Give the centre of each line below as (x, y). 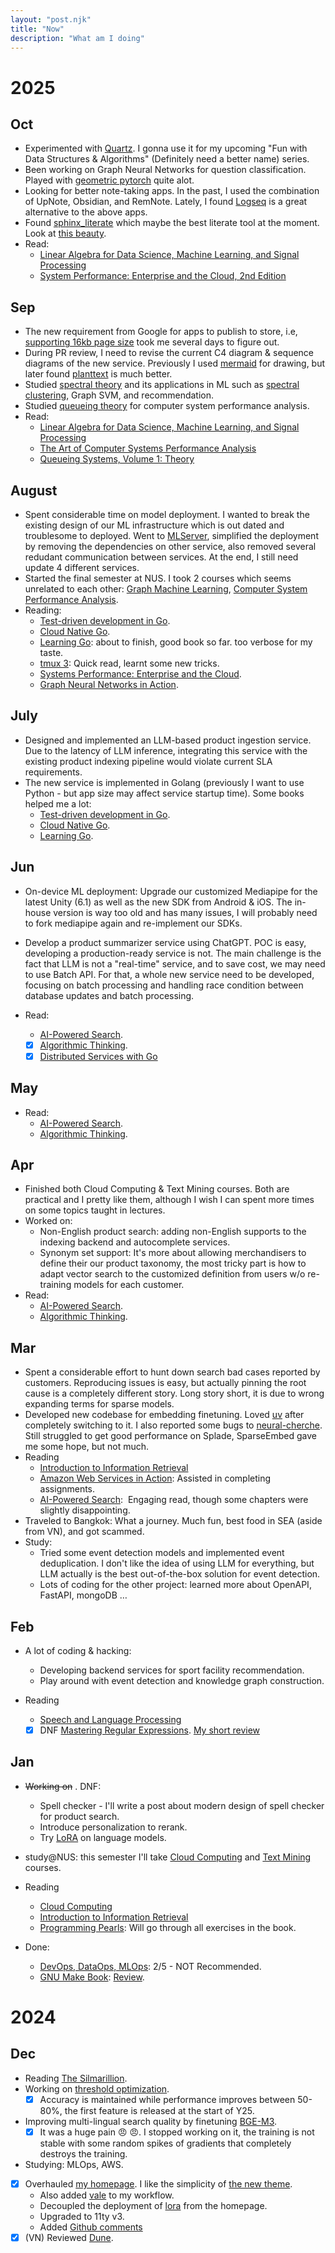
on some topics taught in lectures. (95, 1210)
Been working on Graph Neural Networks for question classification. (165, 170)
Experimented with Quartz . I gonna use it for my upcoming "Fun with (166, 148)
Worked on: (48, 1221)
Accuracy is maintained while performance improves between (167, 2099)
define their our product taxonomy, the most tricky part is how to (173, 1263)
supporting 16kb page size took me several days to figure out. (152, 342)
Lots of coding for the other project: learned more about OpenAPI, (175, 1585)
